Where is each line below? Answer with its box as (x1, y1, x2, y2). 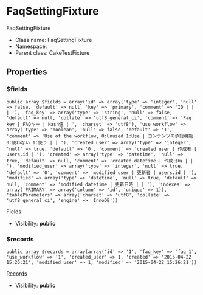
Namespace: (15, 43, 47, 50)
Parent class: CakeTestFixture (15, 49, 90, 56)
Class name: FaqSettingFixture (15, 36, 92, 43)
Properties (6, 67, 47, 77)
